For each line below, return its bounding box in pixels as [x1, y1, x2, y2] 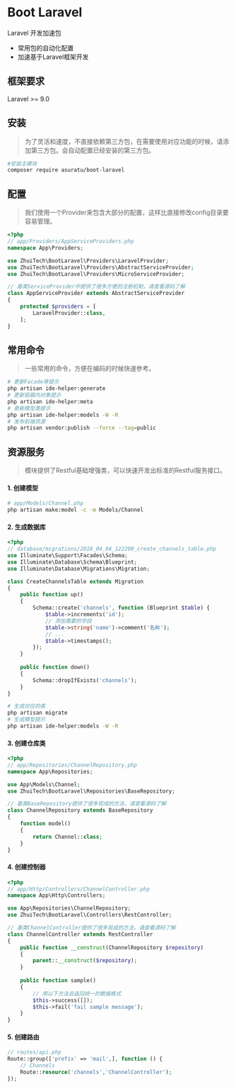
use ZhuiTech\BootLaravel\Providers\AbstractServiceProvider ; [7, 264, 194, 271]
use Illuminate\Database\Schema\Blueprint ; [7, 558, 138, 566]
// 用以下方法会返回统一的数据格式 [33, 990, 122, 997]
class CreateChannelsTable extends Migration [7, 578, 143, 585]
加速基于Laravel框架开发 [17, 52, 89, 61]
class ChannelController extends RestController [7, 930, 153, 938]
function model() [20, 820, 71, 827]
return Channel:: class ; [33, 833, 102, 840]
